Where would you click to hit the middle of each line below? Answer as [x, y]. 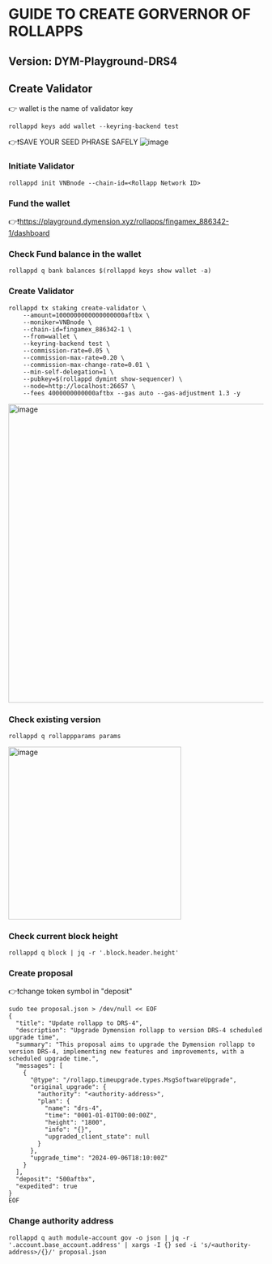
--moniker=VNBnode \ [57, 322]
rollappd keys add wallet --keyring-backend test [94, 126]
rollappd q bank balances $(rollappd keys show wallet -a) [110, 271]
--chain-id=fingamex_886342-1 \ [77, 329]
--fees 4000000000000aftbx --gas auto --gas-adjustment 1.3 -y [132, 393]
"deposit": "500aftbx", [55, 1180]
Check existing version [55, 720]
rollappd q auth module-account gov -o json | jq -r [99, 1238]
